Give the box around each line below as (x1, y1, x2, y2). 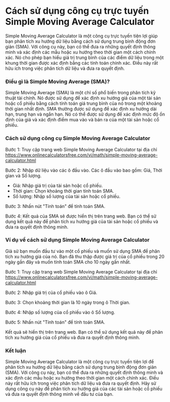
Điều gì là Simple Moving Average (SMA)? (5, 78, 110, 85)
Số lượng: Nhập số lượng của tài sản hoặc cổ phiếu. (12, 193, 121, 199)
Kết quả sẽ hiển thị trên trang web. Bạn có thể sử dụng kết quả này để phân (5, 329, 163, 335)
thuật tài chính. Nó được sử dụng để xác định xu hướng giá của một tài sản (5, 95, 161, 101)
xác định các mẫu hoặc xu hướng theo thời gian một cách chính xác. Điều (5, 375, 159, 381)
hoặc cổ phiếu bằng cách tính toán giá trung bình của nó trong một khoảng (5, 100, 162, 106)
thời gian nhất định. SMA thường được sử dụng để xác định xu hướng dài (5, 106, 157, 112)
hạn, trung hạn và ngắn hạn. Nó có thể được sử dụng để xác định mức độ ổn (5, 111, 165, 117)
